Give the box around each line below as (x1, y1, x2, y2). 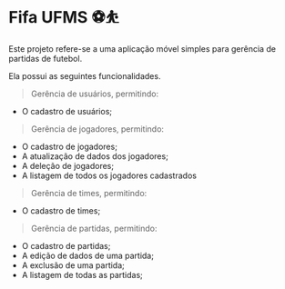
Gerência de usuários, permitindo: (30, 88, 159, 99)
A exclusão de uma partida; (21, 259, 125, 271)
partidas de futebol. (8, 53, 83, 64)
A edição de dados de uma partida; (21, 250, 154, 261)
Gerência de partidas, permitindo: (30, 223, 158, 234)
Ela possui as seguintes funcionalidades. (8, 70, 161, 81)
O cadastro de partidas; (21, 240, 111, 251)
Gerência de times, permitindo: (30, 187, 148, 198)
